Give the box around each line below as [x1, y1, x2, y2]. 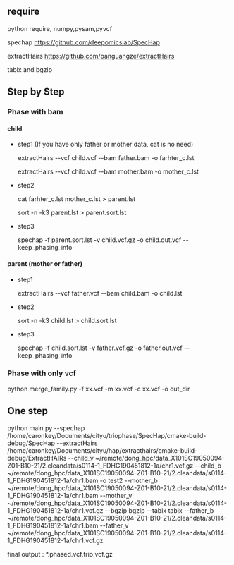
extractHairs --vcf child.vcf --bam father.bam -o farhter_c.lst [17, 154, 195, 162]
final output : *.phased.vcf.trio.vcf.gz [7, 549, 113, 558]
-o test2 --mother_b [99, 476, 159, 485]
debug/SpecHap [7, 439, 55, 447]
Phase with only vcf [7, 368, 76, 378]
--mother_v [99, 491, 133, 499]
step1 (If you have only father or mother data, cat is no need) [17, 140, 194, 149]
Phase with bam [7, 107, 63, 117]
